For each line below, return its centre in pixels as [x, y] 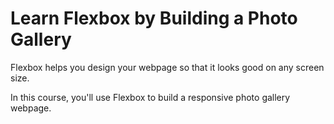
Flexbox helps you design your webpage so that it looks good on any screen [167, 67]
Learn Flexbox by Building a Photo [154, 18]
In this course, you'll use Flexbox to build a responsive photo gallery [150, 97]
